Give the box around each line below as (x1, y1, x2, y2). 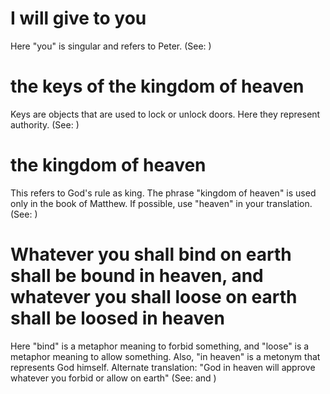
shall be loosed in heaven (10, 307, 225, 329)
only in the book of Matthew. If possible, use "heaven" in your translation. (10, 197, 313, 209)
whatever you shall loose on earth (10, 286, 298, 308)
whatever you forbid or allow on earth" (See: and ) (10, 372, 217, 384)
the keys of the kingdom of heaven (10, 75, 305, 98)
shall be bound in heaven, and (10, 265, 264, 287)
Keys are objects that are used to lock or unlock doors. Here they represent (10, 108, 321, 120)
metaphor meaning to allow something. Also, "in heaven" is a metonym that (10, 350, 321, 362)
